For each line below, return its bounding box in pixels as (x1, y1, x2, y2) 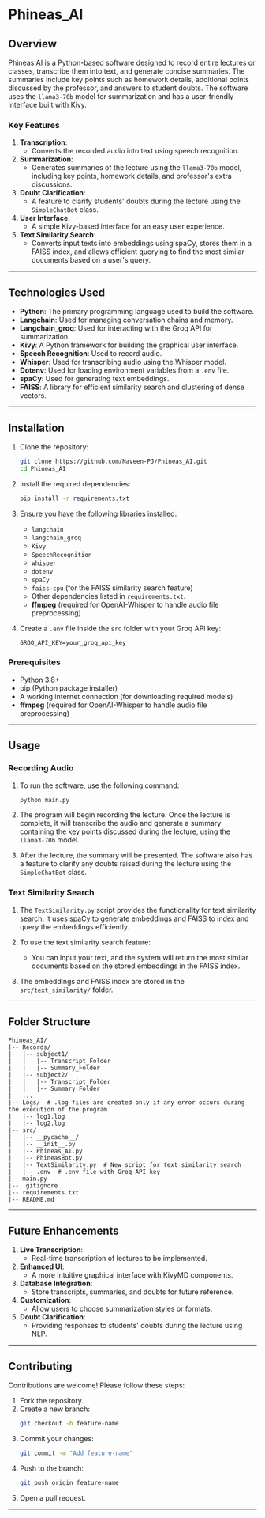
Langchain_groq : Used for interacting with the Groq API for (19, 324, 213, 333)
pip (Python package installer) (19, 683, 118, 693)
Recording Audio (8, 763, 74, 774)
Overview (8, 37, 58, 51)
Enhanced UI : (19, 1262, 65, 1271)
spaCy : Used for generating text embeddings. (19, 374, 170, 384)
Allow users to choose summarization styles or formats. (31, 1304, 213, 1314)
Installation (8, 421, 65, 434)
